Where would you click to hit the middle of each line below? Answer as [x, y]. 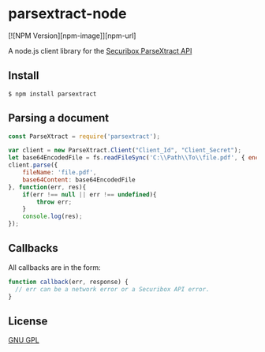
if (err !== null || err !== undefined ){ [90, 194]
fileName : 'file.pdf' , [60, 173]
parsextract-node [67, 14]
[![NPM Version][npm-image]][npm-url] [72, 36]
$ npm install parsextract [52, 94]
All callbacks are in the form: [54, 267]
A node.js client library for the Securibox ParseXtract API [100, 51]
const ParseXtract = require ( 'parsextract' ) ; [84, 136]
